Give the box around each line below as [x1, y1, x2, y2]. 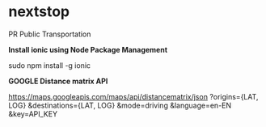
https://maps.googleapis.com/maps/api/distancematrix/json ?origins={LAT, [8, 91, 259, 101]
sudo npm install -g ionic [8, 60, 91, 70]
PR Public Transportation [8, 29, 91, 39]
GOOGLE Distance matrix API [8, 76, 108, 86]
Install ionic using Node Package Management [8, 44, 168, 54]
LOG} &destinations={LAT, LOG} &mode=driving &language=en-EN [8, 100, 232, 110]
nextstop [8, 2, 70, 21]
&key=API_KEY [8, 108, 58, 119]
